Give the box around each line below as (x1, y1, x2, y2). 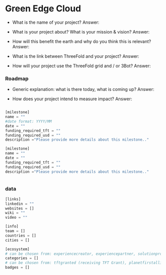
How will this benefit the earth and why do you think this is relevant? (12, 38, 152, 44)
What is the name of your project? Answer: (12, 19, 100, 25)
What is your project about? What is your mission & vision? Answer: (12, 29, 150, 35)
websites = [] (5, 206, 35, 211)
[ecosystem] (5, 246, 30, 252)
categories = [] (5, 256, 39, 261)
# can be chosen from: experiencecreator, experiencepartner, (5, 251, 136, 256)
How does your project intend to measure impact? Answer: (12, 96, 132, 102)
